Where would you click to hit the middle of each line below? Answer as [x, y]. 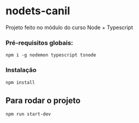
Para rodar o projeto [43, 100]
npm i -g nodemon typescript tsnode [51, 55]
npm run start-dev [28, 114]
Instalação [21, 70]
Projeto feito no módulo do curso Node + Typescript [69, 27]
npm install [20, 82]
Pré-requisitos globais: [40, 43]
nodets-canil [38, 11]
